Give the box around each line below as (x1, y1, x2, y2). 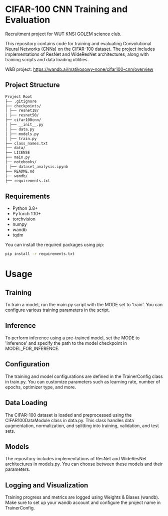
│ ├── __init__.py (5, 122, 43, 127)
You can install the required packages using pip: (5, 242, 104, 248)
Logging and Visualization (5, 481, 88, 489)
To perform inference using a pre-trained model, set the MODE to (5, 335, 140, 341)
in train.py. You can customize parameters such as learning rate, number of (5, 378, 160, 384)
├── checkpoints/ (5, 103, 41, 108)
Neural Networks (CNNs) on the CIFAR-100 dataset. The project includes (5, 46, 155, 52)
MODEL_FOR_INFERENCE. (5, 345, 60, 351)
